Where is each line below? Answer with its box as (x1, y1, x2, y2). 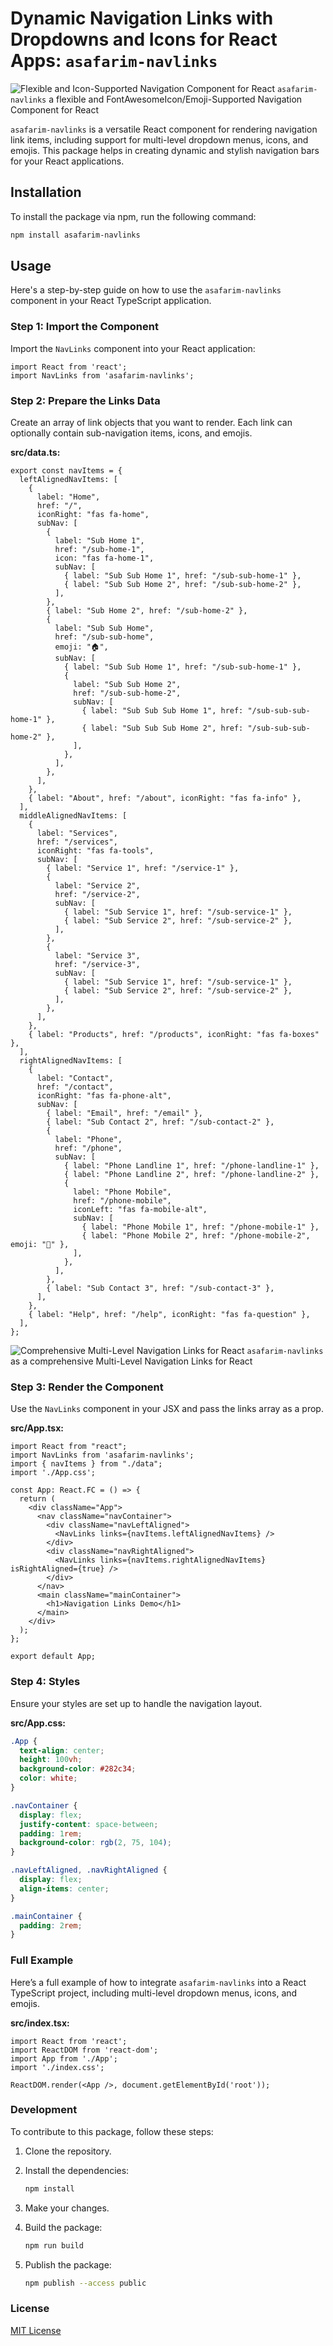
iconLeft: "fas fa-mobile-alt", (73, 1205, 208, 1215)
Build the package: (24, 2221, 103, 2233)
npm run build (24, 2240, 84, 2251)
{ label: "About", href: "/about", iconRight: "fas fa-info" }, (28, 793, 302, 804)
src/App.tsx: (10, 1422, 64, 1434)
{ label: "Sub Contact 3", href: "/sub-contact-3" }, (46, 1283, 275, 1294)
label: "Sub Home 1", (54, 536, 145, 546)
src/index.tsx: (10, 2017, 70, 2029)
